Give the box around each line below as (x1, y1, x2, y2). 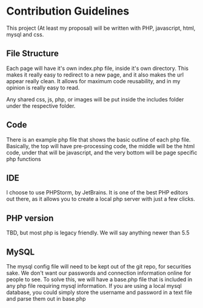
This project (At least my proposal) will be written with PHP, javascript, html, (6, 24, 196, 32)
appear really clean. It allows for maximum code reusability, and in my (6, 77, 181, 84)
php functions (6, 155, 41, 162)
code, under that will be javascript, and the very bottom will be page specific (6, 149, 198, 156)
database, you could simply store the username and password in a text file (6, 289, 193, 296)
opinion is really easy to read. (6, 84, 80, 91)
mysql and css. (6, 30, 44, 38)
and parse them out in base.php (6, 295, 86, 302)
